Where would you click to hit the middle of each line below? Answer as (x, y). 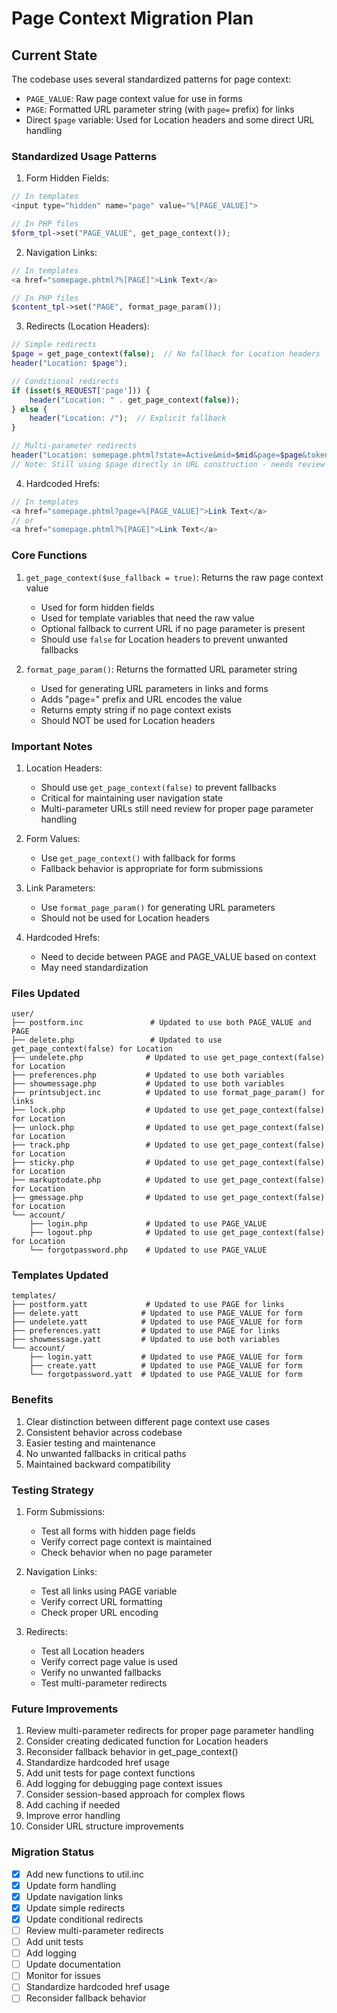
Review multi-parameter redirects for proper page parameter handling (169, 1731)
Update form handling (71, 1885)
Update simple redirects (75, 1908)
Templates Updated (60, 1275)
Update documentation (73, 1964)
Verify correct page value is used (109, 1662)
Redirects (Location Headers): (87, 326)
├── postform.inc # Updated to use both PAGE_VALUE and (161, 1023)
